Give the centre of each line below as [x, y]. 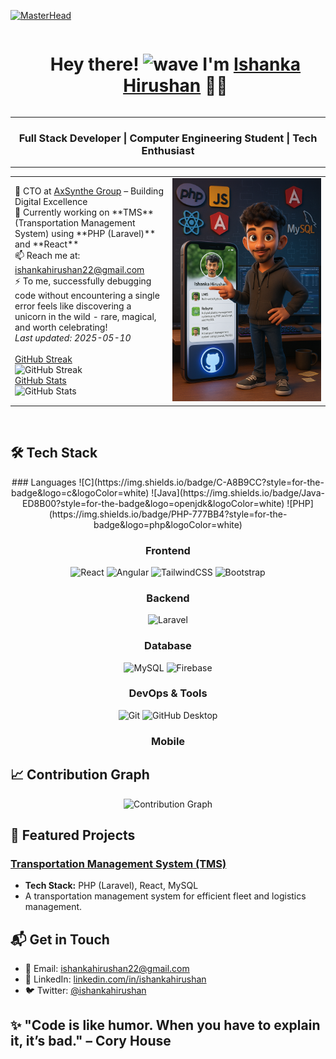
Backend [168, 598]
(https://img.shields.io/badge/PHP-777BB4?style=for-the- [168, 514]
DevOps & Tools [168, 693]
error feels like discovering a [73, 306]
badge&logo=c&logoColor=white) [80, 492]
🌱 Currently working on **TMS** [84, 212]
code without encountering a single [87, 295]
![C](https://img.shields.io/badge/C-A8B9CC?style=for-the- [201, 482]
